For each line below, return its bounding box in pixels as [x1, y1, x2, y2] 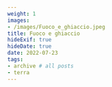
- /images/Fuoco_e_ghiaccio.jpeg [7, 23, 106, 30]
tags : [7, 56, 23, 63]
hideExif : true [7, 36, 52, 43]
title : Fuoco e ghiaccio [7, 29, 80, 37]
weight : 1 [7, 10, 37, 18]
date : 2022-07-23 [7, 50, 58, 57]
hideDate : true [7, 43, 52, 50]
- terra [7, 69, 30, 76]
